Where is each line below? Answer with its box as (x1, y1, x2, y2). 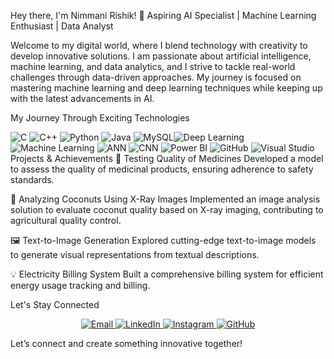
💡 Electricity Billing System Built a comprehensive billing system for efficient (10, 268, 324, 280)
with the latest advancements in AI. (10, 93, 155, 104)
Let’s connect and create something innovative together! (10, 338, 243, 349)
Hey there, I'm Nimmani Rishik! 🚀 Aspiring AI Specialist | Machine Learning (10, 10, 317, 21)
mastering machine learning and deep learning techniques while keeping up (10, 82, 323, 94)
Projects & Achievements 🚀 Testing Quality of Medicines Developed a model (10, 153, 324, 164)
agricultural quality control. (10, 215, 122, 226)
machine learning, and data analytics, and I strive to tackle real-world (10, 61, 296, 72)
